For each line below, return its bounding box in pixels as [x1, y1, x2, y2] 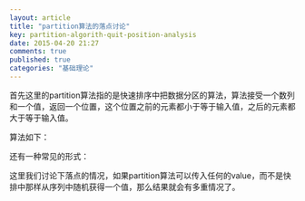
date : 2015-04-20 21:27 [9, 38, 100, 48]
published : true [9, 55, 71, 64]
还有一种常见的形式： [9, 150, 89, 161]
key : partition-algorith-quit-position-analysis [9, 30, 197, 39]
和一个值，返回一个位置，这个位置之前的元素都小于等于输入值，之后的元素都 [9, 100, 296, 111]
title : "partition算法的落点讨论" [9, 22, 131, 31]
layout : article [9, 13, 71, 23]
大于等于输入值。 [9, 112, 74, 123]
